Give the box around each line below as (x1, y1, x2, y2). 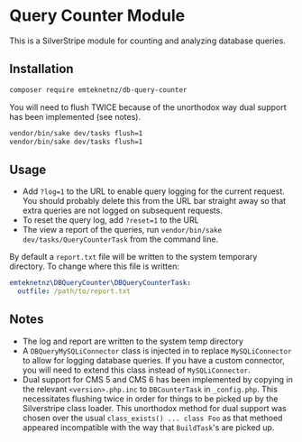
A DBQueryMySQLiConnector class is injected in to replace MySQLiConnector (22, 345, 292, 356)
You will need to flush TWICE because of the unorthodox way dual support (9, 101, 287, 113)
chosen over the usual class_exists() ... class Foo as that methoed (22, 412, 283, 423)
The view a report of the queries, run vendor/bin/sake (22, 225, 223, 235)
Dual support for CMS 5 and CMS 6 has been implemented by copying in (22, 373, 293, 384)
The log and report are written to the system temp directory (22, 336, 243, 346)
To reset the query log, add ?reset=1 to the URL (22, 215, 200, 226)
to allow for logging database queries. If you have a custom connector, (22, 355, 286, 365)
